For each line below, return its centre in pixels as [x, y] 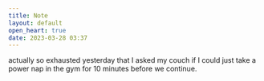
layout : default [35, 23]
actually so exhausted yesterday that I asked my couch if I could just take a [132, 60]
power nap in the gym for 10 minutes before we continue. [103, 69]
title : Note [28, 15]
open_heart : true [37, 30]
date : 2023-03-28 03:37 [48, 38]
